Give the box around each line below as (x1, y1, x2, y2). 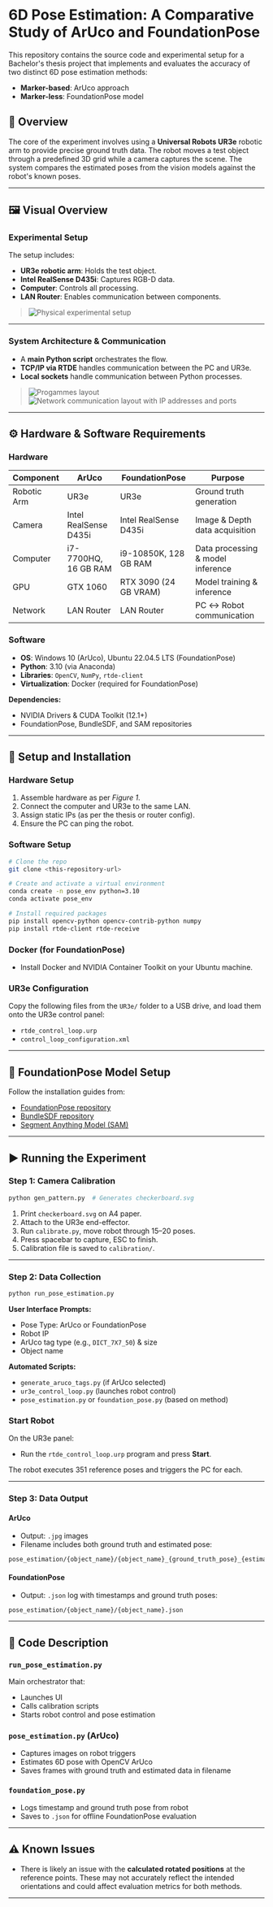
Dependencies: (8, 694, 62, 704)
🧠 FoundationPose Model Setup (8, 1065, 171, 1079)
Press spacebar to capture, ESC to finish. (19, 1234, 158, 1245)
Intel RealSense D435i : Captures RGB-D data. (19, 275, 175, 285)
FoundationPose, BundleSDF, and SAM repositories (19, 719, 193, 728)
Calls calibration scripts (19, 1701, 99, 1711)
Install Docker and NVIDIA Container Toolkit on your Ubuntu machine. (19, 962, 253, 972)
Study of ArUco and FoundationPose (8, 23, 260, 41)
